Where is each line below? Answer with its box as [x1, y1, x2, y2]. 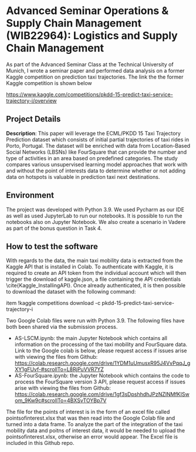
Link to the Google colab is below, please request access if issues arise [14, 347, 187, 354]
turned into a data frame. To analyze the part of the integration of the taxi [6, 421, 183, 428]
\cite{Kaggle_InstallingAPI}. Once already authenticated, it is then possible [6, 282, 186, 289]
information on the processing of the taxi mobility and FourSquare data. [14, 341, 188, 348]
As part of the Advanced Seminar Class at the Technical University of [6, 60, 174, 68]
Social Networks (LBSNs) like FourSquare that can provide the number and [6, 148, 187, 155]
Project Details [6, 114, 61, 124]
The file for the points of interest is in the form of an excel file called [6, 409, 170, 416]
